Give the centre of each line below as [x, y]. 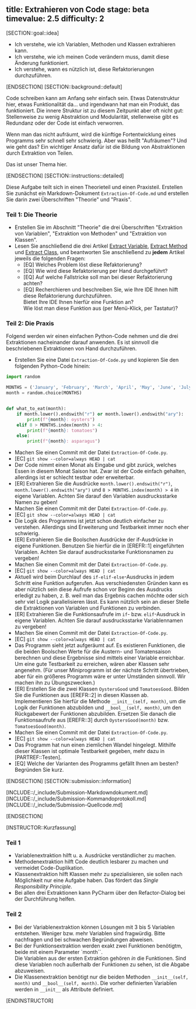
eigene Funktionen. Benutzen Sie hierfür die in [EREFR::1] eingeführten [99, 546]
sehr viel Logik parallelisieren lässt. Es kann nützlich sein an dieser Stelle [102, 602]
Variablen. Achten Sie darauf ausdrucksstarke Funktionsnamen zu [94, 552]
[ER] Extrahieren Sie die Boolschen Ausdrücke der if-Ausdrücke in [94, 540]
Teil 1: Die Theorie [32, 214]
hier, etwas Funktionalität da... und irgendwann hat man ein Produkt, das [93, 104]
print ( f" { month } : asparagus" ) [64, 442]
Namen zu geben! [36, 502]
